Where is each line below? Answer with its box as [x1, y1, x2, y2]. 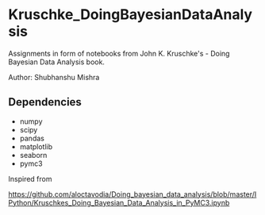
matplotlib [19, 141, 53, 152]
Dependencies [8, 95, 82, 109]
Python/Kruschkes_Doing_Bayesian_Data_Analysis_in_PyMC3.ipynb [8, 198, 230, 207]
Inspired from [8, 174, 52, 183]
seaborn [19, 150, 48, 159]
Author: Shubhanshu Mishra [8, 72, 100, 82]
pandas [19, 133, 45, 143]
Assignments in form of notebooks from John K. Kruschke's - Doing [8, 48, 230, 58]
